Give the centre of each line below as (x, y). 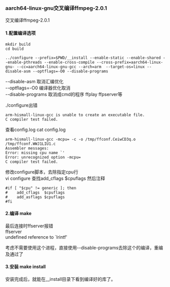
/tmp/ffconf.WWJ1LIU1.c (31, 144)
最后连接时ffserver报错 (29, 226)
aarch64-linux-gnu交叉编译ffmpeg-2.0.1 (56, 8)
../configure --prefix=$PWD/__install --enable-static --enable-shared (83, 58)
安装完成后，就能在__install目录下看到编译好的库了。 (60, 279)
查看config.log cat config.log (35, 129)
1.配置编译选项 (20, 33)
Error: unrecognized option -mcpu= (43, 157)
